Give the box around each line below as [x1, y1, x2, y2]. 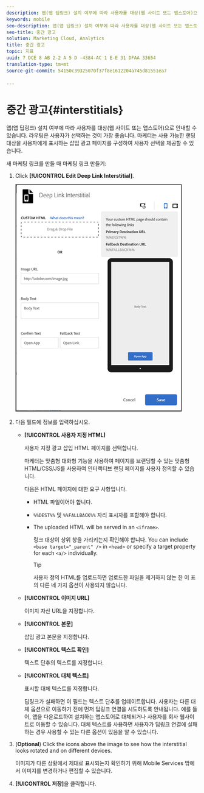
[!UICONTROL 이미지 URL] [24, 594, 90, 602]
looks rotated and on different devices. [15, 747, 112, 755]
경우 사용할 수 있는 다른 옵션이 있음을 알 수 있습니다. [35, 728, 159, 736]
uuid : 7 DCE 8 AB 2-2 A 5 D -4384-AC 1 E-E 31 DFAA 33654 [6, 55, 156, 61]
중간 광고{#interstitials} [6, 103, 124, 117]
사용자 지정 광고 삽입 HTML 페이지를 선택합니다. [24, 445, 138, 452]
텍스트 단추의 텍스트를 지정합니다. [24, 659, 104, 666]
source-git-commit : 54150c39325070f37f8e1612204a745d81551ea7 [6, 68, 167, 74]
